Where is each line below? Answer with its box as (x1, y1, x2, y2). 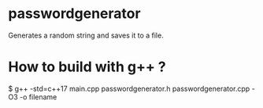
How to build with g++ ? (8, 58, 167, 76)
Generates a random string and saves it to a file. (8, 31, 164, 40)
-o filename (19, 92, 57, 102)
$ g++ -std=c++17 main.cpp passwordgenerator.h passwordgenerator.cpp (8, 84, 250, 93)
